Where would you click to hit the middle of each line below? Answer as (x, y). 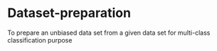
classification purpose (40, 40)
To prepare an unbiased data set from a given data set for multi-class (109, 33)
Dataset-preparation (69, 13)
